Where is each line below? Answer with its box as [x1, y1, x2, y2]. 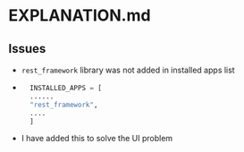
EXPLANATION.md [8, 5, 151, 26]
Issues [8, 41, 46, 56]
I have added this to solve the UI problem [21, 133, 173, 144]
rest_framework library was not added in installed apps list [21, 64, 235, 75]
